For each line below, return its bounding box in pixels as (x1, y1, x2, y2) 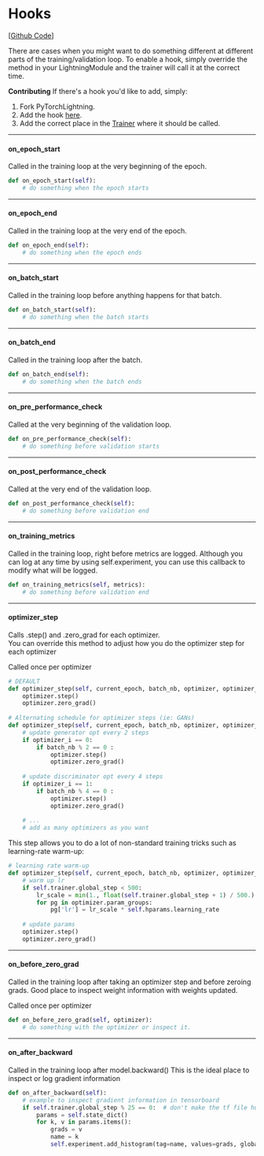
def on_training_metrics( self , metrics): (8, 580, 146, 588)
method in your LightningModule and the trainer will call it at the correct (8, 62, 240, 72)
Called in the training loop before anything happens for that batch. (8, 291, 222, 300)
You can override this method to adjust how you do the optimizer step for (8, 638, 245, 647)
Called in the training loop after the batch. (8, 356, 143, 364)
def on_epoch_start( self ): (8, 177, 97, 185)
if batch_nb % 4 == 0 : (36, 787, 114, 795)
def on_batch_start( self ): (8, 306, 97, 314)
